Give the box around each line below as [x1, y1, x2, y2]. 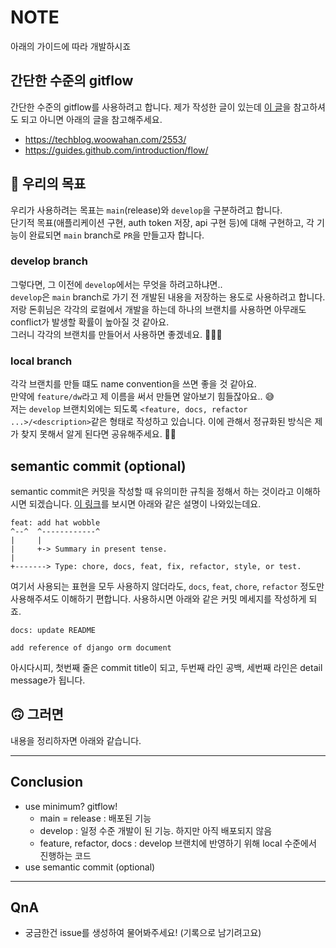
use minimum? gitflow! [24, 800, 118, 812]
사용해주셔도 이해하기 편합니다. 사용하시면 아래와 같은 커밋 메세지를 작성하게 [10, 592, 307, 605]
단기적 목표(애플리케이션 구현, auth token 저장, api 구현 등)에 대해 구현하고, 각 [10, 216, 315, 228]
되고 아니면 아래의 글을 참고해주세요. [20, 113, 163, 125]
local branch [10, 354, 73, 368]
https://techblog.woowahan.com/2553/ [24, 133, 187, 145]
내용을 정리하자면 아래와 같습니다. [10, 734, 142, 746]
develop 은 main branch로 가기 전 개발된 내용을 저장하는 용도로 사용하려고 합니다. [10, 291, 326, 303]
